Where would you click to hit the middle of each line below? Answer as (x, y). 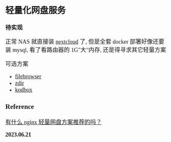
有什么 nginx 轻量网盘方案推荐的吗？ (54, 122)
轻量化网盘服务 (35, 10)
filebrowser (28, 76)
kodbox (24, 90)
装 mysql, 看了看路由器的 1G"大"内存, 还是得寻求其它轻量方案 (86, 50)
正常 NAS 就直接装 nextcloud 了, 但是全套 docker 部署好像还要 (85, 42)
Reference (20, 106)
